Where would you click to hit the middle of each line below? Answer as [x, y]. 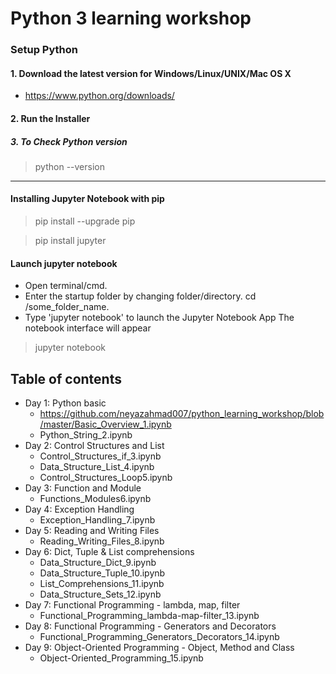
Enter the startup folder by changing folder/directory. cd [140, 296]
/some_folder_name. [67, 307]
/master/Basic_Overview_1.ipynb [105, 424]
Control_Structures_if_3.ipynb [100, 456]
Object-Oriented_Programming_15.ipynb [121, 658]
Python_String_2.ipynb [86, 435]
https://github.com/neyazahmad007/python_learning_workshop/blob [182, 414]
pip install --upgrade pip [85, 221]
